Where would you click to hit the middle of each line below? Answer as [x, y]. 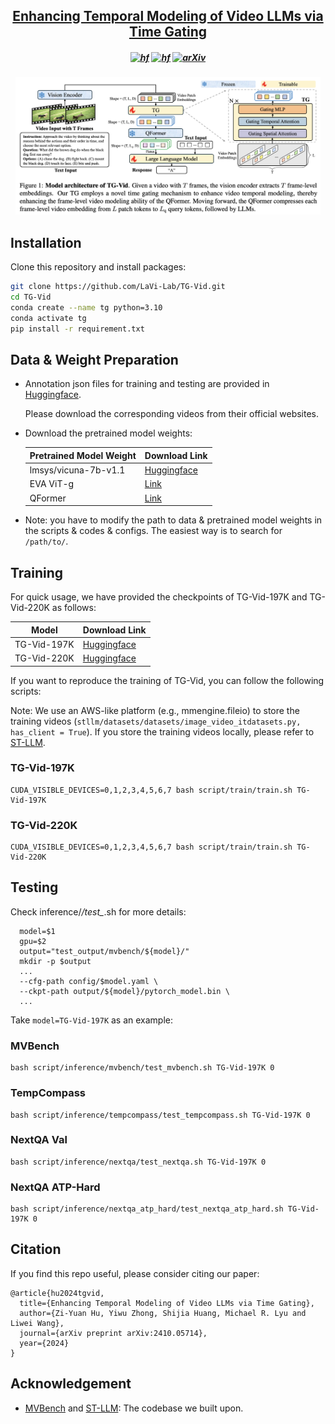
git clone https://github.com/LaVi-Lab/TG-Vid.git [118, 287]
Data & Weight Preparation [94, 360]
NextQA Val [39, 1140]
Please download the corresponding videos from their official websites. [172, 414]
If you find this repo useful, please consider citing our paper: [135, 1273]
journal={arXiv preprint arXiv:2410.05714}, [113, 1333]
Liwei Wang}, [37, 1323]
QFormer [48, 498]
